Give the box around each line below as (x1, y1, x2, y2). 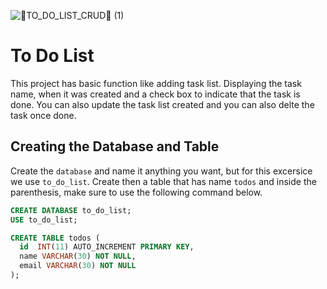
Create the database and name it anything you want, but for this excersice (10, 165, 313, 177)
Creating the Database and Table (10, 138, 220, 155)
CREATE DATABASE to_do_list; (10, 205, 132, 215)
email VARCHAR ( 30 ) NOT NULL (19, 261, 137, 271)
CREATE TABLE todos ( (10, 233, 101, 243)
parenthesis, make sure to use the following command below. (10, 186, 263, 198)
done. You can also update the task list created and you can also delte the (10, 98, 315, 110)
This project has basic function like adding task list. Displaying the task (10, 77, 302, 89)
